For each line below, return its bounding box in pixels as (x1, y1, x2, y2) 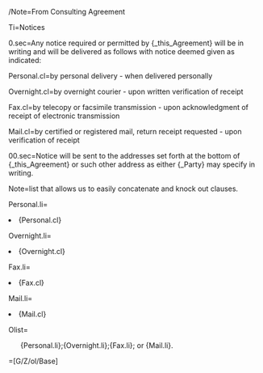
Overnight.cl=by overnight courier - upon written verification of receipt (8, 87, 244, 96)
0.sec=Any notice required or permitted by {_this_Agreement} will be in (8, 38, 244, 48)
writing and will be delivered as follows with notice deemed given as (8, 47, 236, 56)
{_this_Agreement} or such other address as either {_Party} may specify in (8, 159, 256, 169)
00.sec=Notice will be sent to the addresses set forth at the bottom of (8, 151, 240, 160)
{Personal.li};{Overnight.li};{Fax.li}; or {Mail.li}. (19, 341, 173, 350)
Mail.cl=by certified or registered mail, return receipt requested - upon (8, 127, 242, 136)
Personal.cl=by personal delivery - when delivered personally (8, 71, 213, 80)
